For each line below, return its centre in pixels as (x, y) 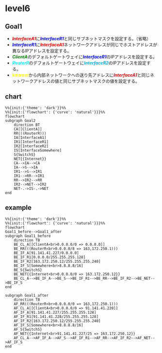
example (18, 208)
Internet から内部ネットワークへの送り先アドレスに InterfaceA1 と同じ (81, 75)
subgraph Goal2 (20, 120)
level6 (18, 8)
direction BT (27, 125)
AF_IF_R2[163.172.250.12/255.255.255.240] (57, 321)
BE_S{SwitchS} (28, 270)
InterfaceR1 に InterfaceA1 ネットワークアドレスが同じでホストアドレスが (85, 45)
